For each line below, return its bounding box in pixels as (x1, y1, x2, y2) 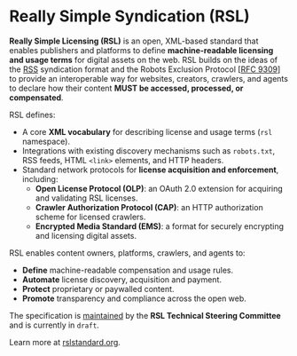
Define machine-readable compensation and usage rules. (21, 265, 233, 275)
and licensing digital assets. (35, 230, 137, 241)
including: (21, 173, 59, 184)
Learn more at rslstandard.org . (9, 336, 121, 347)
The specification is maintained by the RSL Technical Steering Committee (9, 310, 281, 320)
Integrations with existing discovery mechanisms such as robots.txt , (21, 145, 276, 156)
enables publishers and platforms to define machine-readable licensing (9, 44, 274, 55)
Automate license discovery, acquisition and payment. (21, 273, 223, 285)
